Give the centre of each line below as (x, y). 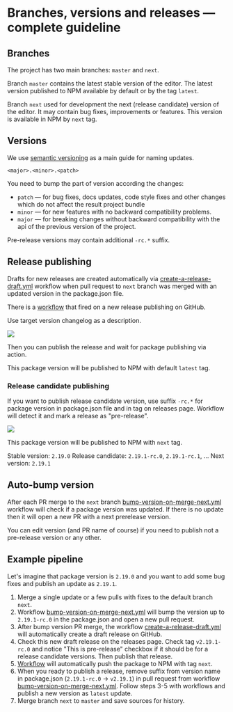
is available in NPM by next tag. (52, 119)
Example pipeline (45, 559)
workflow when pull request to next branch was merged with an (126, 286)
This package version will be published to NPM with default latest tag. (109, 367)
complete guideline (64, 27)
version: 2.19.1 (29, 463)
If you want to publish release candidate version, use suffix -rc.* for (105, 401)
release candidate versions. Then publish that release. (95, 656)
